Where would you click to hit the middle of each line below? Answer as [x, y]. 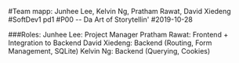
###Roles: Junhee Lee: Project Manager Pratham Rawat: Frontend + [118, 35]
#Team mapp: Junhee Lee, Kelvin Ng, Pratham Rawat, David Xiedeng [119, 11]
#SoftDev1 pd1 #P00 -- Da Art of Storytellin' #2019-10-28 [101, 19]
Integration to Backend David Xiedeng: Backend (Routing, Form [110, 43]
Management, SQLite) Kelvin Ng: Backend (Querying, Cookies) [109, 51]
